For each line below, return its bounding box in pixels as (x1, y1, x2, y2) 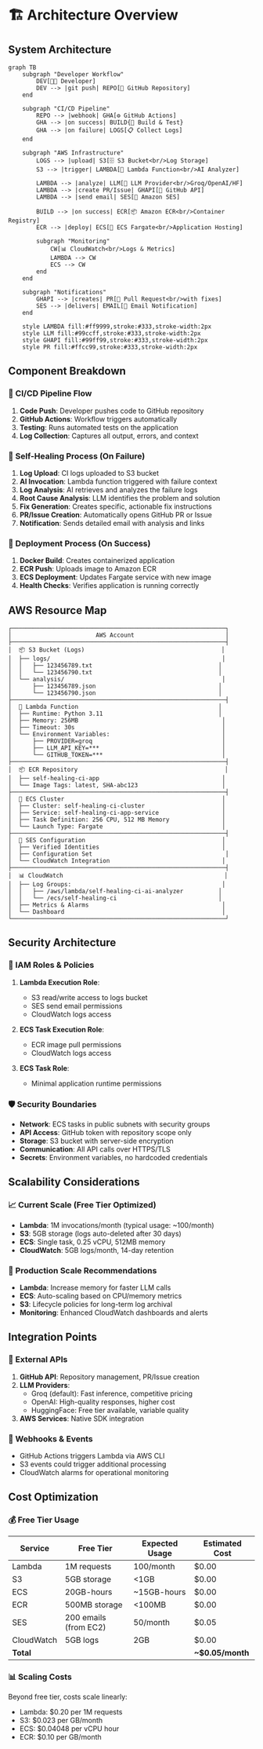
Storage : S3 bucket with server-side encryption (19, 1136, 174, 1146)
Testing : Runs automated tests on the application (19, 422, 178, 432)
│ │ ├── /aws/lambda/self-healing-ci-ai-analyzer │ (8, 888, 222, 896)
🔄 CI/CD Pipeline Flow (8, 388, 92, 399)
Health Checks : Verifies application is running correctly (19, 581, 200, 590)
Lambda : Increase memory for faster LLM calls (19, 1283, 171, 1292)
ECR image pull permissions (31, 1039, 122, 1049)
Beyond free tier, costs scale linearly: (8, 1692, 128, 1702)
